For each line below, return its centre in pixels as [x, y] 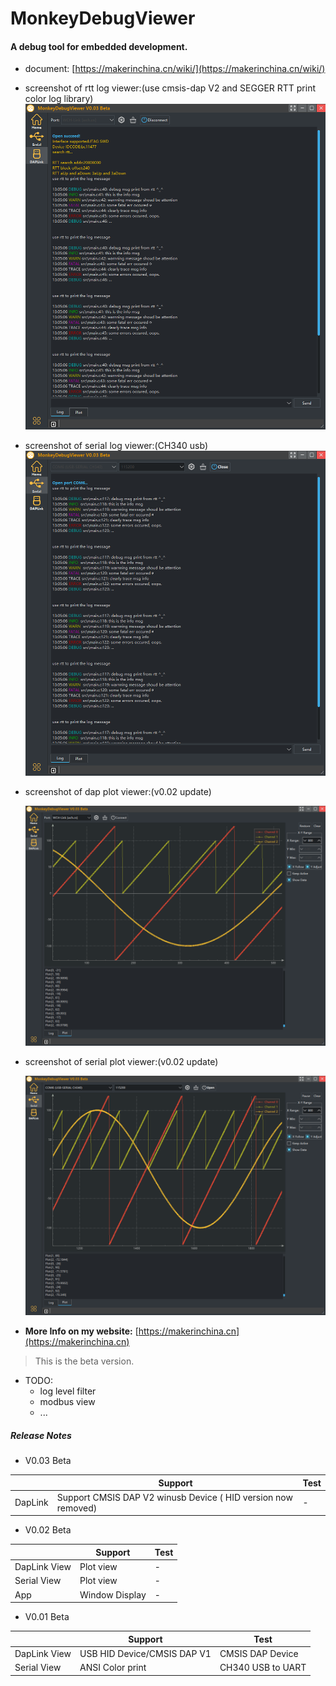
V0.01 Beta [47, 1617]
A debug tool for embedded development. [99, 46]
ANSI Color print [113, 1668]
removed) [77, 1508]
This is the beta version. [84, 1361]
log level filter [68, 1391]
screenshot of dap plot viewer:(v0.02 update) [118, 792]
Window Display [113, 1594]
